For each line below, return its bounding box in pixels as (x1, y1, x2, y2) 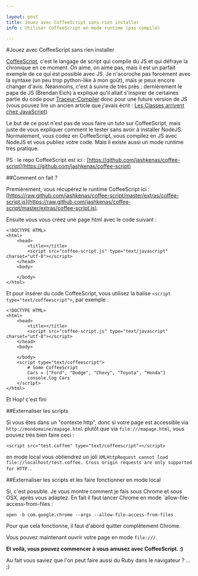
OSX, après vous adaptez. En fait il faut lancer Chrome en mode (6, 494, 162, 501)
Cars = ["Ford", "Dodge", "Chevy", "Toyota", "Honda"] (27, 370, 166, 376)
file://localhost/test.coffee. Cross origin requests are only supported (6, 460, 193, 466)
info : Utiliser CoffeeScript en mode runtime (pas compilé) (6, 25, 161, 31)
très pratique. (6, 145, 39, 152)
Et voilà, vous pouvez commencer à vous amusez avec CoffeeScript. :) (6, 545, 184, 552)
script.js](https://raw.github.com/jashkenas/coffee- (6, 198, 132, 205)
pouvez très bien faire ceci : (6, 431, 74, 439)
